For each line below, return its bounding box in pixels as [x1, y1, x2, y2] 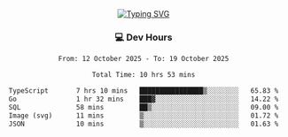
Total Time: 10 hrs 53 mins [91, 71, 196, 80]
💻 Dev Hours [114, 31, 173, 43]
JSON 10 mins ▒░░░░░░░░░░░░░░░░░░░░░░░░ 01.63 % [8, 119, 279, 128]
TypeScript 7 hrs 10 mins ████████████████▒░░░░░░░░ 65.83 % [8, 87, 279, 95]
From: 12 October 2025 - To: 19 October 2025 [58, 55, 230, 64]
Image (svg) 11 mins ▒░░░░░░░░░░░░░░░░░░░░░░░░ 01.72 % [8, 110, 279, 120]
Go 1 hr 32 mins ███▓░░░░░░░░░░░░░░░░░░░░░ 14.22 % [8, 95, 279, 103]
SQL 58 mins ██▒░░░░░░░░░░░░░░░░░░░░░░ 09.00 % [8, 103, 279, 111]
